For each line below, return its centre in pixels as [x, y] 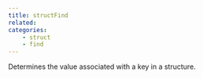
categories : [28, 30]
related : [22, 23]
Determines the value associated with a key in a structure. [102, 66]
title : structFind [38, 15]
